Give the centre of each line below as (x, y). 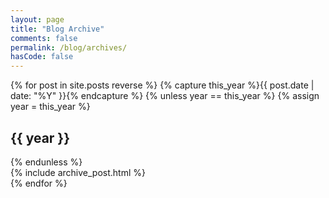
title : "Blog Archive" (57, 29)
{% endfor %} (39, 183)
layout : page (37, 19)
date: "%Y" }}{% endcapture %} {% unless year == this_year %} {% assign (165, 96)
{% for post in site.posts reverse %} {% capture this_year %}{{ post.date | (162, 85)
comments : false (44, 38)
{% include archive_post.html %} (78, 172)
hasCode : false (42, 57)
